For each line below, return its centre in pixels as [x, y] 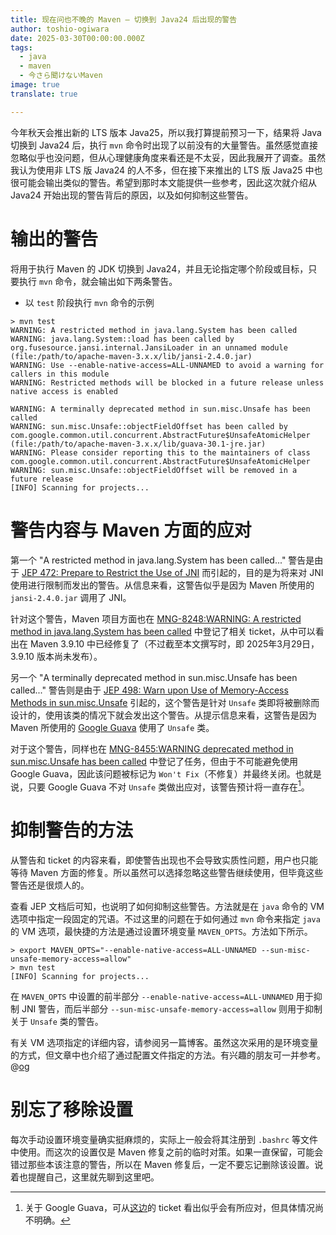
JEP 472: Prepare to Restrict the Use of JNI [110, 572]
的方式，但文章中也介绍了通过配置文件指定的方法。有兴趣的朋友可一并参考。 [168, 1055]
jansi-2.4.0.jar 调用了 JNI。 [71, 597]
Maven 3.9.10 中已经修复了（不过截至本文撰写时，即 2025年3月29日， [174, 643]
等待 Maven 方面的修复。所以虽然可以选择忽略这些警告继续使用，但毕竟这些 [167, 873]
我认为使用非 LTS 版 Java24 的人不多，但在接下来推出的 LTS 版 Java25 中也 [166, 170]
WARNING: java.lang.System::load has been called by [122, 339]
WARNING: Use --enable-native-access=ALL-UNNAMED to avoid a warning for [167, 365]
